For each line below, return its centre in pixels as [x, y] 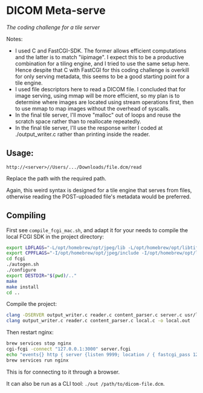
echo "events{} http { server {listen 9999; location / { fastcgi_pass [98, 354]
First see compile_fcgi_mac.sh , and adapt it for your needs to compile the [97, 230]
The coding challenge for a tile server [53, 27]
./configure [21, 270]
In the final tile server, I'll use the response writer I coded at [89, 128]
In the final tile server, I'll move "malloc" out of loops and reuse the [98, 115]
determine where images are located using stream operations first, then [104, 102]
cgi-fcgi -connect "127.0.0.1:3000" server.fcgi [69, 349]
